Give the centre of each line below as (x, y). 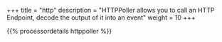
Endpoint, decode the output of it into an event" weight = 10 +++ (101, 17)
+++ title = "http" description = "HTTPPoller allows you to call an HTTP (111, 10)
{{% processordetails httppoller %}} (59, 31)
